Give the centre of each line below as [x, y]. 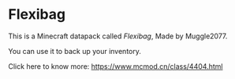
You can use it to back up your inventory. [75, 51]
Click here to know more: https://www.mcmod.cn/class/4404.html [116, 66]
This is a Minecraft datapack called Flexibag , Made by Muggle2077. [118, 36]
